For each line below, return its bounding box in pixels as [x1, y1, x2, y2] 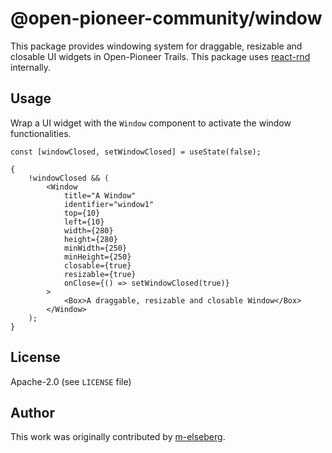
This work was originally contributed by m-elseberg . [10, 431, 226, 443]
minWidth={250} [63, 243, 128, 253]
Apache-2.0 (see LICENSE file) [10, 375, 132, 387]
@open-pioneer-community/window [10, 7, 323, 30]
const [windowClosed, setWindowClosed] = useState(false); [10, 147, 262, 157]
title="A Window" [63, 190, 137, 201]
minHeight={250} [63, 252, 132, 262]
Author [10, 404, 55, 421]
